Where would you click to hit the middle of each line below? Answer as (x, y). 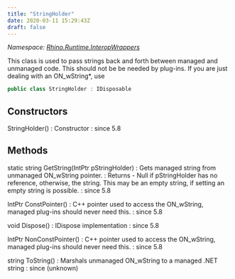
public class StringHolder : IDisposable (70, 89)
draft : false (27, 27)
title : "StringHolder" (41, 14)
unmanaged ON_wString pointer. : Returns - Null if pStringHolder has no (113, 175)
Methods (28, 151)
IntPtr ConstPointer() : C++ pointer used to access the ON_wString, (105, 204)
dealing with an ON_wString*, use (56, 76)
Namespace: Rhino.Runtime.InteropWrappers (74, 48)
